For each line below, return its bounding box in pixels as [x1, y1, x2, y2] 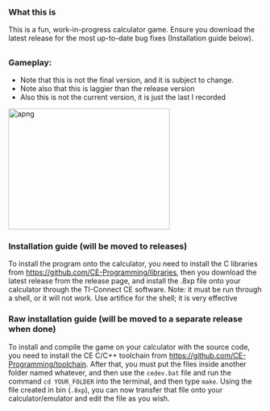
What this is [8, 6, 56, 18]
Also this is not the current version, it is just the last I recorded [19, 92, 226, 103]
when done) [8, 324, 56, 335]
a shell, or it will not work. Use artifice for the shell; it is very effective [8, 293, 238, 303]
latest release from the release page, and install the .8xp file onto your [8, 276, 241, 286]
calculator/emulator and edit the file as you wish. [8, 393, 170, 403]
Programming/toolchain [8, 359, 87, 369]
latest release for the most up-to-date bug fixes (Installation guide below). [8, 33, 254, 43]
